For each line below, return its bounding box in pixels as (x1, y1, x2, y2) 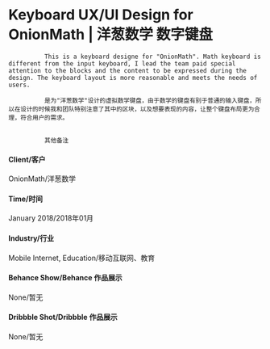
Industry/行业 (8, 233, 55, 243)
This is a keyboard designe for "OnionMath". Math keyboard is (44, 53, 262, 61)
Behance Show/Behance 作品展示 (8, 273, 123, 283)
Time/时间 (8, 194, 43, 204)
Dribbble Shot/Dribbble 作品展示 (8, 313, 118, 322)
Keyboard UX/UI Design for (8, 6, 193, 24)
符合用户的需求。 (19, 113, 69, 122)
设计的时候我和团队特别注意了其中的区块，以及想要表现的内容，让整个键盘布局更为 (19, 105, 255, 113)
